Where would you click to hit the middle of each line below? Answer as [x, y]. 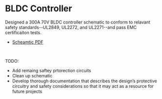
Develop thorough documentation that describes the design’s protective [85, 81]
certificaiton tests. [23, 32]
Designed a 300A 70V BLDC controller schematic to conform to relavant [78, 22]
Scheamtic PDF [28, 42]
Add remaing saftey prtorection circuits [52, 70]
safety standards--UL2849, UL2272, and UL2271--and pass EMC [71, 27]
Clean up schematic [32, 75]
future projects [27, 91]
